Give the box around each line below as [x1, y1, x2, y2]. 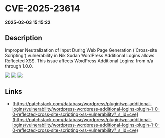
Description [5, 34, 42, 42]
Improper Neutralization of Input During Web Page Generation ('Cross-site [5, 47, 158, 53]
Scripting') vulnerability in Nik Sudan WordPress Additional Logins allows [5, 52, 155, 58]
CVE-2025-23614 [5, 3, 81, 14]
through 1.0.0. [5, 63, 33, 69]
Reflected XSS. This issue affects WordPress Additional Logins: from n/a [5, 58, 153, 64]
